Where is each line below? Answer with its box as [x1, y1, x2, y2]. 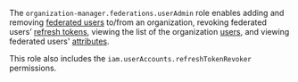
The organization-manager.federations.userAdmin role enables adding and [9, 8, 285, 18]
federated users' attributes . [9, 36, 110, 46]
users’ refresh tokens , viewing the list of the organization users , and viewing [9, 27, 290, 37]
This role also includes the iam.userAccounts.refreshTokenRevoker [9, 53, 252, 63]
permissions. [9, 62, 57, 73]
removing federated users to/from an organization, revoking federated [9, 17, 268, 28]
